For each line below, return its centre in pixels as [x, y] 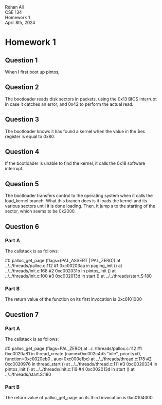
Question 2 [22, 87]
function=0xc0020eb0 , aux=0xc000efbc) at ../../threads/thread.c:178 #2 [78, 359]
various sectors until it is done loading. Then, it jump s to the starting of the [80, 206]
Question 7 [22, 315]
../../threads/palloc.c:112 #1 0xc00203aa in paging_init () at [64, 266]
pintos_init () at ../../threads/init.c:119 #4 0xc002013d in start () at [70, 369]
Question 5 [22, 184]
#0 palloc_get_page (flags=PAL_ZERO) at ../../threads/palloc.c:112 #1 [73, 348]
